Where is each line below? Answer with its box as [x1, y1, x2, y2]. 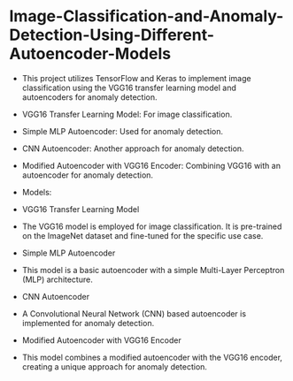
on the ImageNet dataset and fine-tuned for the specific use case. [21, 230, 264, 240]
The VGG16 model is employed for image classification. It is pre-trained [21, 221, 282, 232]
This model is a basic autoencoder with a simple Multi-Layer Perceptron [21, 264, 285, 275]
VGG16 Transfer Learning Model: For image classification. [21, 109, 233, 119]
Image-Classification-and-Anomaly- [9, 6, 284, 27]
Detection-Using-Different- [9, 25, 215, 45]
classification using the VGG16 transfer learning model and [21, 82, 236, 93]
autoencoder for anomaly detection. [21, 170, 153, 180]
